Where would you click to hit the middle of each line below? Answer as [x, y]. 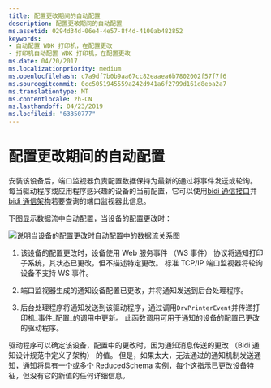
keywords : [25, 39]
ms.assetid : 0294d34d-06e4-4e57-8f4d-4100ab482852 [96, 31]
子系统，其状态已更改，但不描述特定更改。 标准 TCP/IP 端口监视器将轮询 [142, 263]
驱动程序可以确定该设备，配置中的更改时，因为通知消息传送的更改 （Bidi [129, 345]
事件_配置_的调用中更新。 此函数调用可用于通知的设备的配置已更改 [148, 317]
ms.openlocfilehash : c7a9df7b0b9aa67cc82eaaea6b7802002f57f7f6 [118, 76]
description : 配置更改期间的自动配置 [65, 24]
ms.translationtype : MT [49, 91]
